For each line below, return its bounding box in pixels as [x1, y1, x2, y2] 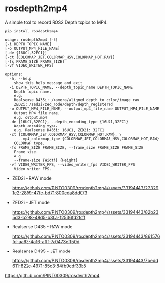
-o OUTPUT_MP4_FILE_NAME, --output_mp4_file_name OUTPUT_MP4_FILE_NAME [9, 106, 160, 111]
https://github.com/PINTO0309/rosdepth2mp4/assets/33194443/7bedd [12, 257, 158, 263]
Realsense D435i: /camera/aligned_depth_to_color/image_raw [14, 97, 139, 102]
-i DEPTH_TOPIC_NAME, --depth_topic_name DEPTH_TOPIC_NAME [9, 85, 133, 90]
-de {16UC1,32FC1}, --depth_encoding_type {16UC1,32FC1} [9, 119, 129, 124]
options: [5, 72, 23, 77]
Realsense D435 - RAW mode [12, 223, 73, 229]
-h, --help [9, 76, 32, 81]
